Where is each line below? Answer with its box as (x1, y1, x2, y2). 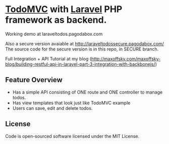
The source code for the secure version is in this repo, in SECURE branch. (5, 46, 159, 52)
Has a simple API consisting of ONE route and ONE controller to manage (12, 89, 163, 95)
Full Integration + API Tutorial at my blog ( (5, 55, 92, 61)
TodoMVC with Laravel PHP (5, 4, 123, 15)
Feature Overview (5, 76, 63, 84)
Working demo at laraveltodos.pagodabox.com (5, 31, 103, 37)
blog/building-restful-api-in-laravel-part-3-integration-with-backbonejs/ (5, 61, 155, 67)
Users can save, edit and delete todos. (12, 105, 93, 111)
